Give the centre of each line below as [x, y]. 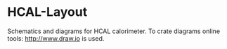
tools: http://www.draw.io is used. [56, 38]
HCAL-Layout [47, 12]
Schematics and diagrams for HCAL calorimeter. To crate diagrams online [113, 31]
